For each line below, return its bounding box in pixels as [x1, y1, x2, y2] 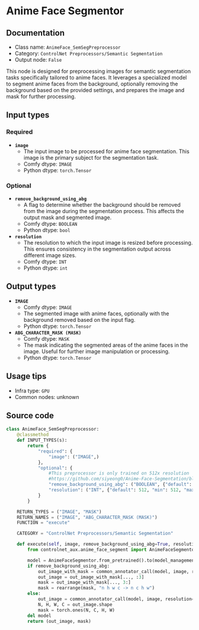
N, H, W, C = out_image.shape [37, 601, 113, 607]
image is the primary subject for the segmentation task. [23, 154, 159, 161]
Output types [6, 281, 56, 292]
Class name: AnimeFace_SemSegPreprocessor [14, 43, 121, 50]
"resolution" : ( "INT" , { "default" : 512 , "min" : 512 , [48, 487, 182, 493]
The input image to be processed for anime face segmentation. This [23, 147, 190, 155]
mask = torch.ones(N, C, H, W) [37, 607, 115, 613]
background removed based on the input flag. [23, 316, 136, 323]
